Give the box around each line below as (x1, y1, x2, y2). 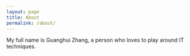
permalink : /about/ (6, 20, 56, 26)
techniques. (6, 43, 36, 50)
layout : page (6, 8, 40, 15)
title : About (6, 14, 40, 20)
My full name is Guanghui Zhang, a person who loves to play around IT (6, 37, 185, 44)
